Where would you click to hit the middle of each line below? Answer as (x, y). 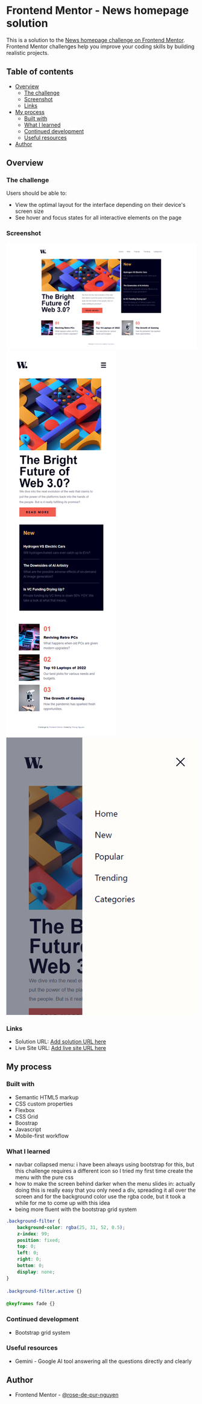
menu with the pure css (44, 1177)
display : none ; (36, 1272)
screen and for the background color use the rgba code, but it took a (100, 1196)
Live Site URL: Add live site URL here (61, 1048)
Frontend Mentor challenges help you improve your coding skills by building (100, 46)
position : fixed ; (39, 1240)
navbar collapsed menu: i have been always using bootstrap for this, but (105, 1164)
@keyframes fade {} (31, 1304)
